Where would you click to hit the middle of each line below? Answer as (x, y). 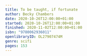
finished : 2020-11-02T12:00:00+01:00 (44, 28)
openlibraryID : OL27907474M (34, 37)
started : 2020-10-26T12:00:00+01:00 (43, 23)
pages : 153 (16, 46)
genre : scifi (18, 41)
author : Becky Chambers (29, 14)
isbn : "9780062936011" (28, 32)
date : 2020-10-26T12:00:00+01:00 (39, 19)
